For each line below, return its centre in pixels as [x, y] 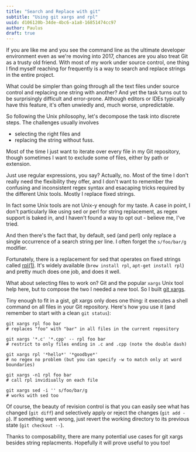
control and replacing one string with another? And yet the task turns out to [97, 93]
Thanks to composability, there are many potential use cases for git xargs [94, 437]
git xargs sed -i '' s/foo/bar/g [47, 390]
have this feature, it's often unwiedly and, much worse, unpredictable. [90, 105]
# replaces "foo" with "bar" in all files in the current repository [93, 329]
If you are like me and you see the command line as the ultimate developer [96, 50]
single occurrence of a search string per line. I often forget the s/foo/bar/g [96, 242]
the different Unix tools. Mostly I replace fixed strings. [71, 194]
